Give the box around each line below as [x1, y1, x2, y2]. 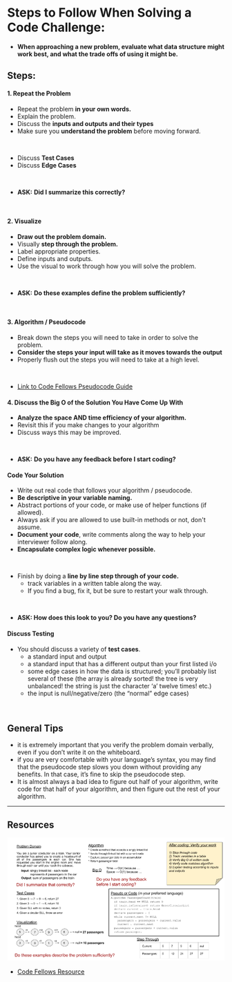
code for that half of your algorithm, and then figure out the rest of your [17, 785, 220, 794]
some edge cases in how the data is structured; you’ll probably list [27, 667, 217, 675]
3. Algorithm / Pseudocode [7, 318, 86, 326]
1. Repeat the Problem [7, 89, 71, 98]
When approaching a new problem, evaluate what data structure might [17, 42, 224, 51]
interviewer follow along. [17, 538, 88, 546]
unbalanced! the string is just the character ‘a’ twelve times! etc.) [27, 681, 212, 690]
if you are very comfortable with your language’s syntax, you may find [17, 756, 216, 764]
